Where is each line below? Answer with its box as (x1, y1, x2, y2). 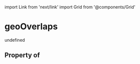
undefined (4, 37, 25, 43)
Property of (4, 51, 40, 60)
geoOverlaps (4, 21, 58, 32)
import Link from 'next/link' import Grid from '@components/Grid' (4, 4, 136, 10)
